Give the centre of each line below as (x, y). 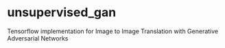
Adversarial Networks (38, 38)
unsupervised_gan (62, 13)
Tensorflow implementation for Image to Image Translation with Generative (113, 31)
